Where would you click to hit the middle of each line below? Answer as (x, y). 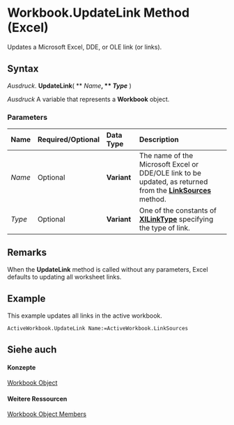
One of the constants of (178, 210)
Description (159, 139)
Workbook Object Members (47, 414)
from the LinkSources (175, 191)
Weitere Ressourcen (37, 399)
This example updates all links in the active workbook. (85, 316)
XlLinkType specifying (176, 219)
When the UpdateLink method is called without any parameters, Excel (108, 269)
